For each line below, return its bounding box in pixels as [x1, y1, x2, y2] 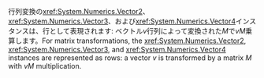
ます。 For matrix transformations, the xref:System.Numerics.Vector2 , [21, 36, 247, 45]
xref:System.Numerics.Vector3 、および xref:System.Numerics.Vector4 [8, 16, 236, 26]
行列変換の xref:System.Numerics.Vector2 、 [8, 7, 150, 16]
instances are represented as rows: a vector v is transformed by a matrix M [8, 53, 252, 62]
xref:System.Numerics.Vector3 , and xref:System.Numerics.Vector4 [8, 45, 226, 54]
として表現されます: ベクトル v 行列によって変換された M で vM [49, 27, 246, 35]
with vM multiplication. [8, 62, 82, 70]
